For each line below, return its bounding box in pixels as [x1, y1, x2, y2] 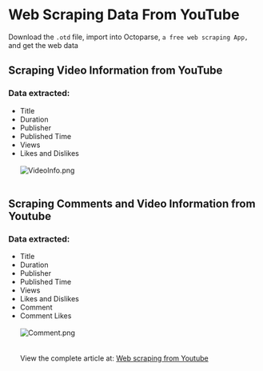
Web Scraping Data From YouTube [8, 6, 240, 24]
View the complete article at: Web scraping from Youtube [19, 353, 209, 363]
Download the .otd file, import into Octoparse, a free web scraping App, [8, 32, 249, 42]
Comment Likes [19, 311, 72, 321]
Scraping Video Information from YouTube [8, 64, 223, 78]
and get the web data [8, 40, 78, 50]
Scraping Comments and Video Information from [8, 197, 256, 211]
